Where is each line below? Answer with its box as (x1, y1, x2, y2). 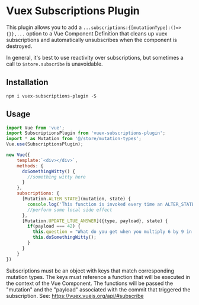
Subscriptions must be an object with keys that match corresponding (6, 267, 175, 274)
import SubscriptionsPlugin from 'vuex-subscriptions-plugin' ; (6, 130, 166, 137)
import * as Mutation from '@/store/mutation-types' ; (6, 136, 142, 142)
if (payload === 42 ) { (27, 223, 81, 229)
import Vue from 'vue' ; (6, 125, 65, 131)
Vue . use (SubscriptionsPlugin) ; (6, 141, 84, 147)
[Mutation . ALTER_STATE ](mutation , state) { (21, 196, 131, 202)
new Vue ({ (6, 152, 31, 158)
